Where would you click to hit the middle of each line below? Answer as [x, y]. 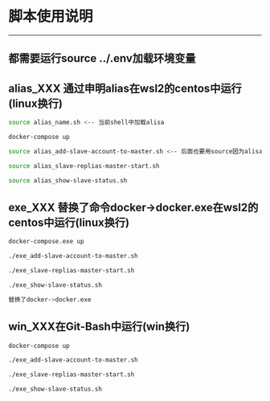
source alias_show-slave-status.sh [68, 180]
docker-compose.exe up [46, 242]
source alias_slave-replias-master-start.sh [84, 166]
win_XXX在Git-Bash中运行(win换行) [99, 327]
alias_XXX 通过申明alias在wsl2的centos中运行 [125, 88]
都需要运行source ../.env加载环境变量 [102, 58]
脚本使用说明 [51, 16]
